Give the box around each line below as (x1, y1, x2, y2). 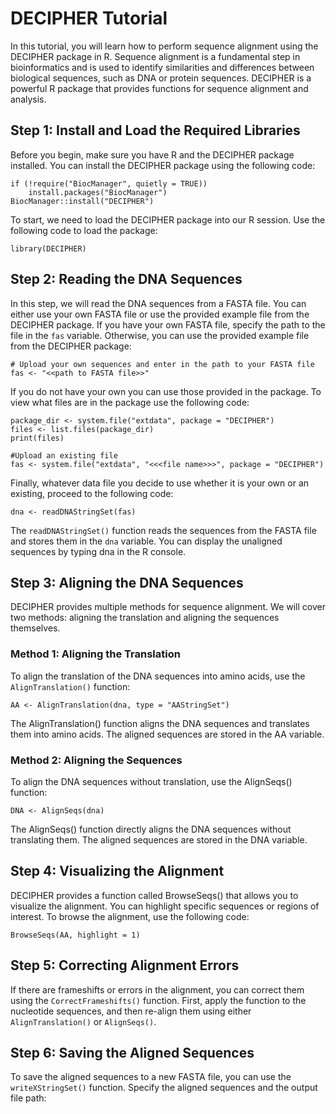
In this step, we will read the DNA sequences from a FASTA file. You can (10, 297, 307, 309)
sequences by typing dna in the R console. (10, 545, 187, 557)
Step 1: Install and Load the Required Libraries (10, 122, 301, 139)
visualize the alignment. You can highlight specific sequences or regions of (10, 900, 320, 912)
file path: (10, 1092, 47, 1104)
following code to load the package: (10, 224, 158, 236)
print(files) (10, 433, 65, 443)
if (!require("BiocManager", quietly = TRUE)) (10, 178, 208, 189)
